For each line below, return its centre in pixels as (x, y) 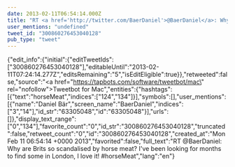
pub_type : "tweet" (34, 40)
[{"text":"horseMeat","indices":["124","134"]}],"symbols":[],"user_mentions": (117, 97)
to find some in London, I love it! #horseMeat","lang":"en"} (91, 156)
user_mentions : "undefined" (48, 27)
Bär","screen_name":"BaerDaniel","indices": (121, 104)
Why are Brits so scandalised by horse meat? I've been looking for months (114, 149)
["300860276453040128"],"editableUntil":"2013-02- (83, 67)
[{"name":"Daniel (32, 104)
